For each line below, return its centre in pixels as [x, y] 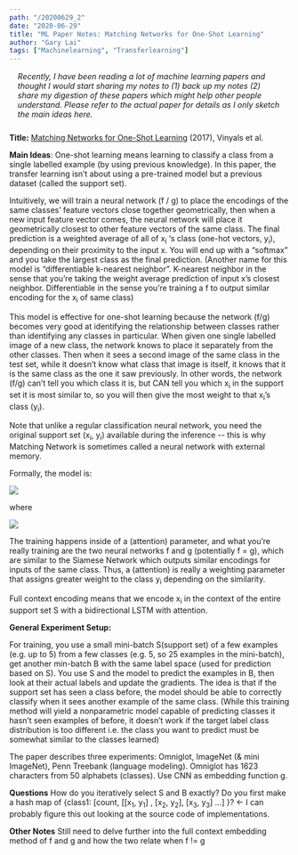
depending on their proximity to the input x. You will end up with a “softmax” [149, 250]
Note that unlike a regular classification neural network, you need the [136, 426]
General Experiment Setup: [60, 627]
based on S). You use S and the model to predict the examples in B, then [142, 672]
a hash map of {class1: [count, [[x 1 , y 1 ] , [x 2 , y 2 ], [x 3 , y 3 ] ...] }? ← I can [137, 803]
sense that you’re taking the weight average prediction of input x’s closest [145, 279]
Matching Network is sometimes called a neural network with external [137, 447]
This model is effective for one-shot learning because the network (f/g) [140, 317]
